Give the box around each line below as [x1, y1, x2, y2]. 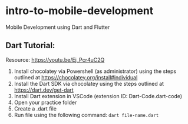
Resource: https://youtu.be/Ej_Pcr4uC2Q [5, 56, 105, 63]
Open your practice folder [14, 99, 77, 106]
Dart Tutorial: [5, 41, 55, 51]
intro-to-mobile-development [5, 4, 154, 18]
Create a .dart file [14, 105, 57, 112]
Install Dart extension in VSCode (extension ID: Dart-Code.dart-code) [14, 92, 183, 99]
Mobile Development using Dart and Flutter [5, 24, 110, 31]
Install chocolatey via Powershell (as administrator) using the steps [14, 68, 177, 75]
